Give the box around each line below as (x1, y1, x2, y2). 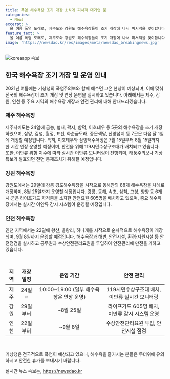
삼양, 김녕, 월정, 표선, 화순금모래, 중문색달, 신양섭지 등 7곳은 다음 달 (24, 130, 157, 136)
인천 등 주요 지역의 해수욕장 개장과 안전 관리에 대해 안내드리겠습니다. (12, 98, 147, 104)
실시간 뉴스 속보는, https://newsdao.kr (5, 368, 82, 374)
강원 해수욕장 (5, 170, 35, 177)
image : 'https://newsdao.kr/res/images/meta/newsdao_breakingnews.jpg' (5, 40, 159, 45)
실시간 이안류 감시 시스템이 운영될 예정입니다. (22, 201, 112, 207)
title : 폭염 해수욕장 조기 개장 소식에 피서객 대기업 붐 (5, 7, 107, 13)
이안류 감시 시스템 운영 (108, 310, 159, 317)
